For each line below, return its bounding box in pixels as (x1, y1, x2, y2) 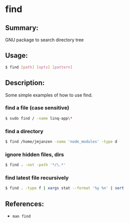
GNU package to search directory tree (5, 37, 84, 43)
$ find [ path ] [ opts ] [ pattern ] (5, 64, 72, 70)
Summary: (5, 24, 38, 32)
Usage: (5, 51, 28, 60)
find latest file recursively (5, 174, 69, 181)
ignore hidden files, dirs (5, 151, 64, 158)
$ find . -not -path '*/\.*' (5, 162, 66, 168)
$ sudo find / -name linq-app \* (5, 116, 72, 121)
